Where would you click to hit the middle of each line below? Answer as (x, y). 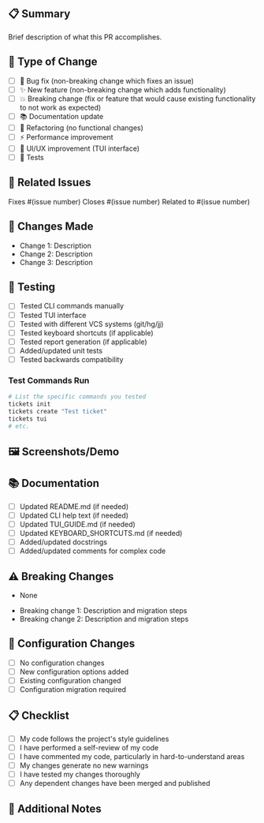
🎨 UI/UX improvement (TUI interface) (80, 148)
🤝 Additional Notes (55, 808)
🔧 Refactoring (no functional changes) (82, 127)
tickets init (30, 404)
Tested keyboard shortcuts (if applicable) (86, 333)
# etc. (19, 426)
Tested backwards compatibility (71, 359)
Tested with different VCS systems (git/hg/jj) (91, 324)
